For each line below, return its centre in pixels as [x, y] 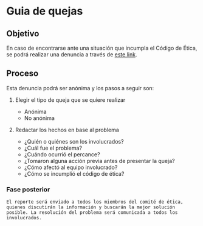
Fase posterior [28, 189]
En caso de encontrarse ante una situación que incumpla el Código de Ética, [102, 48]
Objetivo [23, 34]
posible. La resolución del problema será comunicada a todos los [92, 213]
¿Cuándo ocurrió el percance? [62, 154]
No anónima [39, 118]
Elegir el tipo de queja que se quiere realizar [70, 100]
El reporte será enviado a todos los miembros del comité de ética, [95, 202]
